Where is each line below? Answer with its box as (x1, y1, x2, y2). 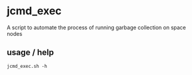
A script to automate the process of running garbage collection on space (7, 24, 186, 31)
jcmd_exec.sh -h (7, 63, 47, 69)
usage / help (7, 48, 54, 58)
